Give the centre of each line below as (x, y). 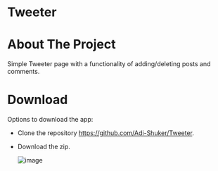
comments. (24, 72)
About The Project (62, 45)
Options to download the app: (50, 120)
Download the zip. (44, 147)
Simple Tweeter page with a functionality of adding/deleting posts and (109, 64)
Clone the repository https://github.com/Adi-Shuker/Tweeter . (106, 133)
